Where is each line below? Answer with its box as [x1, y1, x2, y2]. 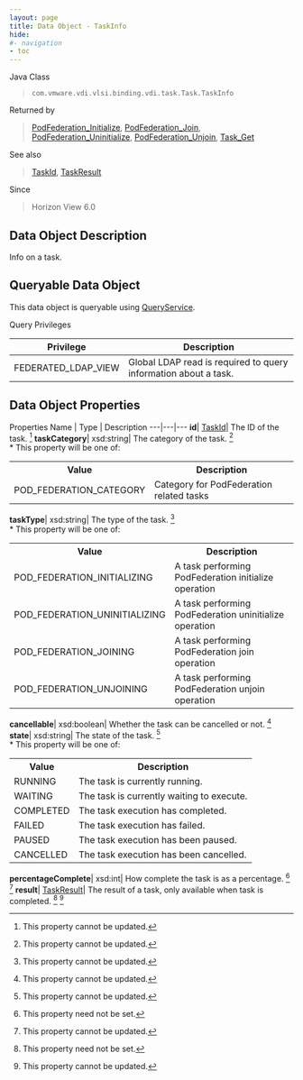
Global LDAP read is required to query [127, 355, 289, 368]
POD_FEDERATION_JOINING [14, 645, 135, 658]
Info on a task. [9, 252, 63, 262]
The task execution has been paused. [78, 834, 237, 847]
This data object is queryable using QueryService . [9, 301, 196, 312]
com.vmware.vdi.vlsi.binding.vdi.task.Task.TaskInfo [31, 89, 234, 98]
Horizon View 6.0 [31, 202, 96, 213]
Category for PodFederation [153, 479, 273, 491]
